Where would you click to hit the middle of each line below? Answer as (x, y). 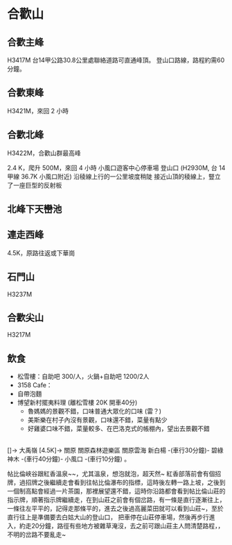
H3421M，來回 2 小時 (38, 111)
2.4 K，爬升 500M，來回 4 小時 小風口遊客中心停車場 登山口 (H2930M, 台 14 (116, 168)
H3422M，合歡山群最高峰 (44, 153)
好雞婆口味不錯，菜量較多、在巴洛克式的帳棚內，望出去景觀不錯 (118, 429)
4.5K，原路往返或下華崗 (41, 253)
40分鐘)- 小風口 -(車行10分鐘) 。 (84, 459)
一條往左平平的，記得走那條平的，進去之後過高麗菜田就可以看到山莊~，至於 (115, 508)
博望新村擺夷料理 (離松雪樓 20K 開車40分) (77, 402)
